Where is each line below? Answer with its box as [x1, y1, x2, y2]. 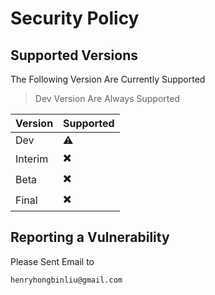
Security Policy [10, 7, 140, 30]
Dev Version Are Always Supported [34, 93, 180, 104]
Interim [15, 152, 49, 166]
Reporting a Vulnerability [10, 229, 170, 246]
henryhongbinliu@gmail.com [10, 275, 123, 285]
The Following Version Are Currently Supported [10, 73, 206, 85]
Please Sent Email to [10, 255, 95, 267]
